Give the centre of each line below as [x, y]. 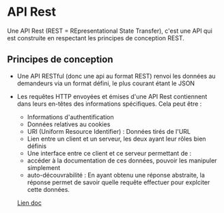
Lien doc [29, 203]
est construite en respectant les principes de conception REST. [96, 38]
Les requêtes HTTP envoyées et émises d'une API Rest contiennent [112, 96]
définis [37, 146]
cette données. [48, 189]
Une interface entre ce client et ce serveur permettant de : [109, 153]
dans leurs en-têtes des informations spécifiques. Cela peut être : [109, 104]
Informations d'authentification [70, 117]
